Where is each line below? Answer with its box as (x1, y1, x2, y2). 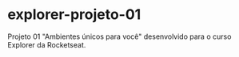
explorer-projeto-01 (7, 6, 141, 24)
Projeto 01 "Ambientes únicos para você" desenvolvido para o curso (7, 32, 232, 41)
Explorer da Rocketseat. (7, 40, 86, 49)
